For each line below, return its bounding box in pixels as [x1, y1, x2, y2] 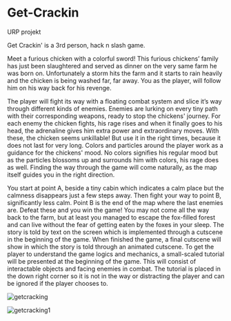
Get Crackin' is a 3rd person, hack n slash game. [7, 41, 145, 49]
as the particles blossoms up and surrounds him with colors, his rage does [7, 155, 219, 164]
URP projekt [7, 28, 41, 36]
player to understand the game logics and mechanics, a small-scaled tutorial [7, 250, 225, 258]
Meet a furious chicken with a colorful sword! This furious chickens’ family [7, 54, 219, 63]
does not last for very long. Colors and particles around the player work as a [7, 141, 224, 149]
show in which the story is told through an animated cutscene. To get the [7, 242, 214, 251]
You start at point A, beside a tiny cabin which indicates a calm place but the [7, 184, 224, 192]
